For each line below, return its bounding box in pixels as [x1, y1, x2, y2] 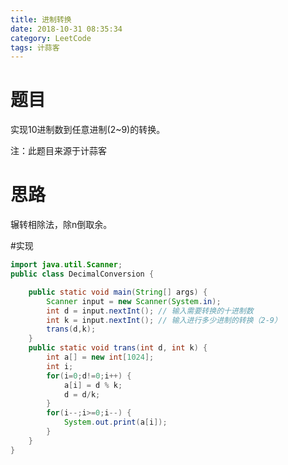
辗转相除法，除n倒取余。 [10, 219, 113, 231]
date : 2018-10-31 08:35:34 [10, 24, 123, 34]
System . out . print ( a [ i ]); [63, 417, 168, 428]
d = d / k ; [63, 389, 101, 400]
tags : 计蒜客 [10, 42, 60, 53]
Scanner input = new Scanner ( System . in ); [46, 296, 222, 306]
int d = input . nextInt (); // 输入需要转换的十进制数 [46, 306, 254, 316]
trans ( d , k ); [46, 324, 97, 335]
